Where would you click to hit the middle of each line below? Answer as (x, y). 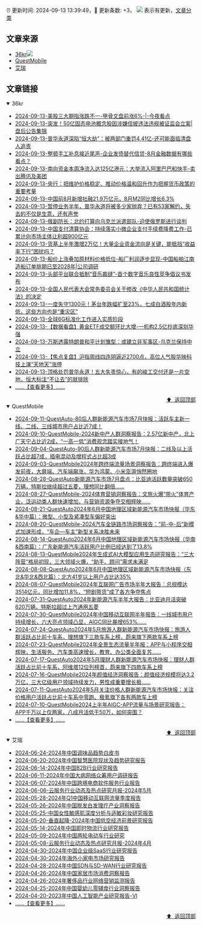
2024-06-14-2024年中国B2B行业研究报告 (66, 768)
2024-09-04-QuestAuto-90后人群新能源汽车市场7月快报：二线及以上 (101, 449)
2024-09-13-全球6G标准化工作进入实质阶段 (69, 319)
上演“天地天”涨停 (41, 364)
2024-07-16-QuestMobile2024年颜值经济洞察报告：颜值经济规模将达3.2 (105, 675)
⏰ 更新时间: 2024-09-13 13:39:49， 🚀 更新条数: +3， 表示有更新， (91, 10)
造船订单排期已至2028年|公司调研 (57, 267)
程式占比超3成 (99, 456)
